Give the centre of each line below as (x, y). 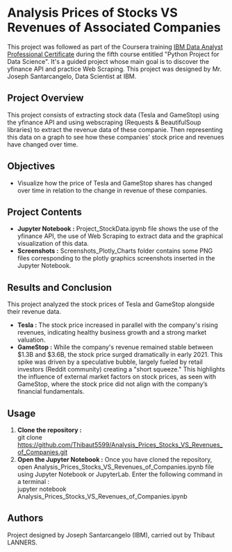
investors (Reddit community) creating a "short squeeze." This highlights (121, 369)
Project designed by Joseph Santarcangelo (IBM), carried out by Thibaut (111, 535)
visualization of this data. (53, 244)
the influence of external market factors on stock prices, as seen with (117, 377)
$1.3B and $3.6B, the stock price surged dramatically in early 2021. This (120, 355)
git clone (30, 437)
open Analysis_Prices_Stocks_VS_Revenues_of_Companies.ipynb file (115, 467)
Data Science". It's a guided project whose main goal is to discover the (108, 61)
